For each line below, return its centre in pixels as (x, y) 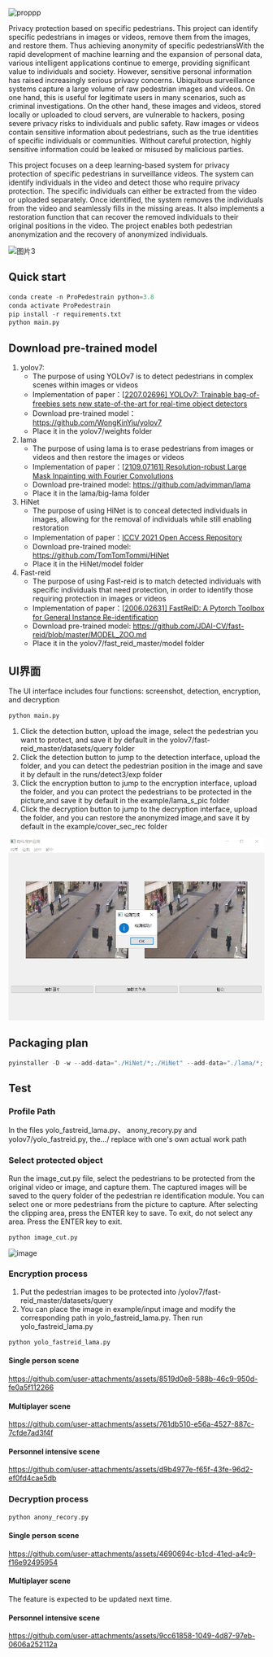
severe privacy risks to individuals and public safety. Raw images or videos (134, 123)
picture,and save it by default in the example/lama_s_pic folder (125, 800)
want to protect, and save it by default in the (94, 740)
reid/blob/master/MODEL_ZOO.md (89, 635)
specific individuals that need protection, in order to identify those (143, 590)
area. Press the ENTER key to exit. (65, 1222)
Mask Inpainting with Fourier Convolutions (103, 476)
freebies (46, 404)
